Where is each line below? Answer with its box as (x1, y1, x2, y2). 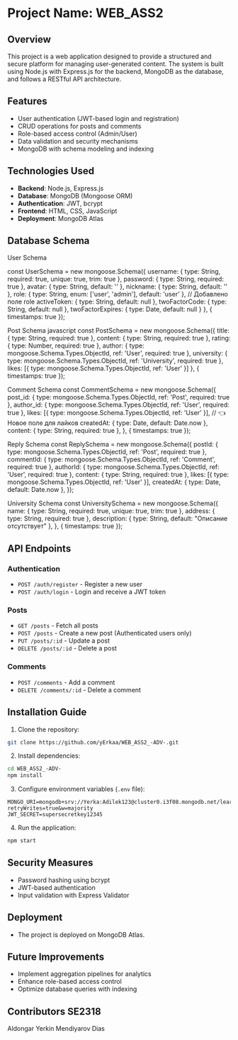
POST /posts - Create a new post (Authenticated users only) (17, 629, 193, 638)
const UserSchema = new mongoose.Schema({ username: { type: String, (7, 267, 221, 276)
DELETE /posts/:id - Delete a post (17, 644, 117, 653)
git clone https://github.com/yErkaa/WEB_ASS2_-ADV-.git (7, 739, 179, 746)
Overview (7, 33, 52, 45)
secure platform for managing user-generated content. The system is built (7, 60, 224, 68)
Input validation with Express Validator (17, 891, 130, 899)
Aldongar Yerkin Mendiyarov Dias (7, 1024, 105, 1033)
